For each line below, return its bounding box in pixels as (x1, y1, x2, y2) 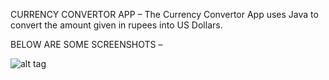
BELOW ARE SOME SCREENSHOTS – (10, 39, 163, 50)
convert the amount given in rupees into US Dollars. (10, 19, 223, 31)
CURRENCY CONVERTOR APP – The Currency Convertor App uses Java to (10, 9, 319, 20)
